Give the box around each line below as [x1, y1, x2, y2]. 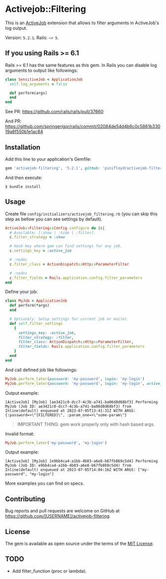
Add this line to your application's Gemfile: [5, 156, 91, 162]
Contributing [5, 494, 45, 503]
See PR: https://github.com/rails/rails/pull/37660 [5, 109, 104, 115]
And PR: [5, 118, 22, 124]
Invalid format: [5, 431, 35, 437]
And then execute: [5, 175, 42, 180]
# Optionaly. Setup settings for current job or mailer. [9, 316, 129, 321]
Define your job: [5, 289, 38, 295]
